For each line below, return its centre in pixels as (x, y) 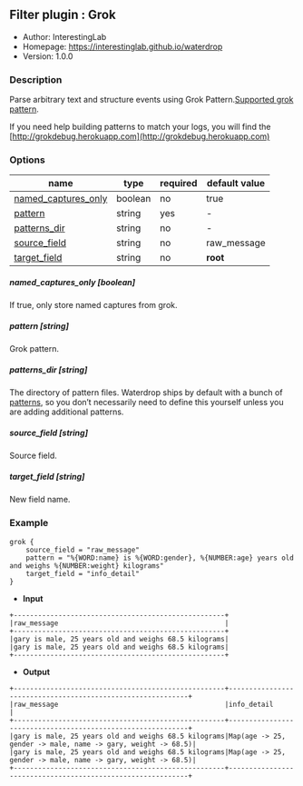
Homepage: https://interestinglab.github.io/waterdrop (122, 46)
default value (236, 184)
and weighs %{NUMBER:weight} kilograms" (87, 566)
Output (36, 672)
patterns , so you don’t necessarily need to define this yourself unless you (147, 403)
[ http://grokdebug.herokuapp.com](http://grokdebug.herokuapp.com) (140, 136)
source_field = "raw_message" (83, 550)
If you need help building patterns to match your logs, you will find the (140, 127)
